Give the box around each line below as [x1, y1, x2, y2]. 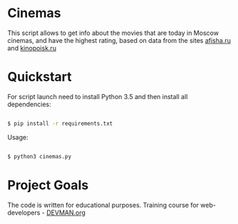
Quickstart [7, 69, 73, 85]
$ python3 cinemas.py [7, 153, 72, 160]
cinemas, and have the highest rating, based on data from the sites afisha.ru [7, 36, 232, 44]
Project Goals [7, 177, 89, 193]
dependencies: [7, 100, 51, 108]
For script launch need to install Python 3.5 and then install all [7, 92, 188, 101]
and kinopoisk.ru [7, 44, 57, 52]
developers [7, 208, 41, 217]
